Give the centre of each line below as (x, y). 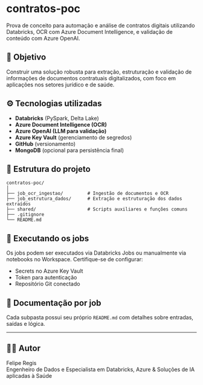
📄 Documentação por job (54, 303)
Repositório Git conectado (47, 284)
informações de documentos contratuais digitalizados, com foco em (91, 78)
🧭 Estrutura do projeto (48, 169)
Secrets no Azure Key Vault (49, 271)
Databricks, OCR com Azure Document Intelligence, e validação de (90, 31)
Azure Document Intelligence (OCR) (61, 124)
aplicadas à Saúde (29, 375)
